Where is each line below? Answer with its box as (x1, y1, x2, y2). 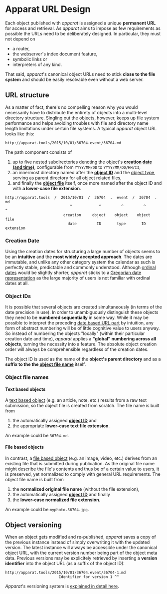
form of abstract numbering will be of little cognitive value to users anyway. (5, 325, 160, 331)
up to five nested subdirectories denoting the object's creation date (12, 159, 152, 165)
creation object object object (63, 212, 151, 218)
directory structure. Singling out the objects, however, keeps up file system (5, 115, 160, 121)
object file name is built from (5, 476, 64, 482)
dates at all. (5, 281, 29, 287)
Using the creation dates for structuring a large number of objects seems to (5, 249, 161, 255)
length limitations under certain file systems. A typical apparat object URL (5, 125, 157, 131)
